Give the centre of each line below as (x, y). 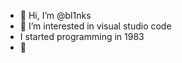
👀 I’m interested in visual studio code (95, 26)
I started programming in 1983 (82, 36)
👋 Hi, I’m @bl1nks (55, 15)
